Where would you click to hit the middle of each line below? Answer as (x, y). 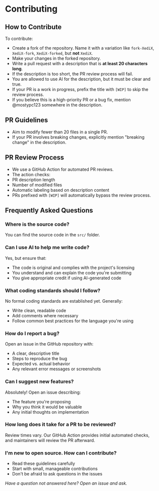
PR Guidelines (27, 120)
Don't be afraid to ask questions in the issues (57, 474)
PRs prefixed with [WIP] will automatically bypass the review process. (81, 195)
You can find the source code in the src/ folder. (53, 235)
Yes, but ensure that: (26, 258)
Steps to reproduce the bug (40, 359)
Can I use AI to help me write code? (47, 248)
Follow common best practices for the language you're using (73, 321)
